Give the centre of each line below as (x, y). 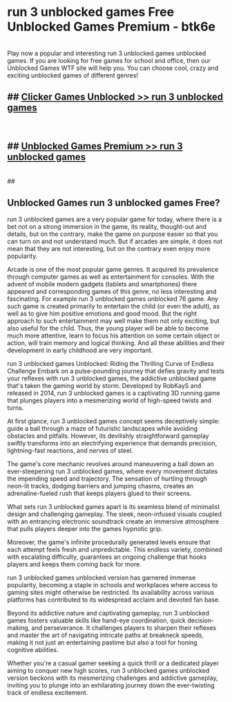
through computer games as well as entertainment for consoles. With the (111, 277)
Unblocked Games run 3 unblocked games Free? (114, 202)
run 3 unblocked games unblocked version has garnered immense (101, 578)
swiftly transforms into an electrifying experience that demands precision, (112, 443)
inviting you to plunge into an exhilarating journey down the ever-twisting (111, 685)
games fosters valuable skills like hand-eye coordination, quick (97, 620)
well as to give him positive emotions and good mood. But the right (102, 314)
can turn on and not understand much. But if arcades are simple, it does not (115, 241)
